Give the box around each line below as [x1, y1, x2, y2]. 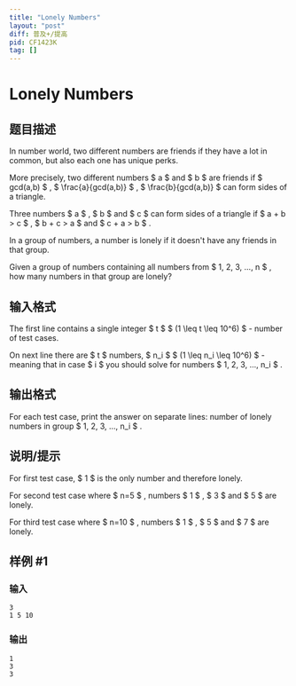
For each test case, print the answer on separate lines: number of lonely [9, 411, 272, 422]
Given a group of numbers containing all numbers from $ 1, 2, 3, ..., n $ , [9, 262, 272, 272]
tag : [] [9, 46, 38, 55]
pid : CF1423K [9, 37, 58, 47]
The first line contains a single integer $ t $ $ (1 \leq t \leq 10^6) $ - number [9, 323, 284, 334]
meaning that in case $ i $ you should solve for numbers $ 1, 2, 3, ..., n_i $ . [9, 359, 284, 369]
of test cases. [9, 332, 59, 343]
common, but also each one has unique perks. [9, 155, 179, 166]
